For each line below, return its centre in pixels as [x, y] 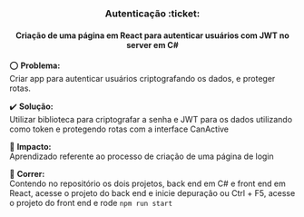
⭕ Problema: [35, 65]
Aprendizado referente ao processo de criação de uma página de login [142, 156]
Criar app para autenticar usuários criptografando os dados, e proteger [142, 79]
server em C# [152, 44]
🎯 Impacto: [30, 147]
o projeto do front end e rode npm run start [91, 203]
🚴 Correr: [27, 174]
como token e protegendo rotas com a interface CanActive [119, 129]
